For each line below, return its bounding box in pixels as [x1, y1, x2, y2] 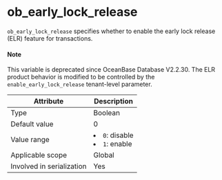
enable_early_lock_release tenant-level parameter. [7, 80, 153, 88]
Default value [10, 119, 54, 129]
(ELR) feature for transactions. [7, 34, 93, 42]
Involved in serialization [10, 161, 88, 171]
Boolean [93, 108, 121, 118]
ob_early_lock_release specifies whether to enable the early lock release [7, 27, 216, 35]
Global [93, 150, 115, 160]
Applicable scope [10, 150, 68, 160]
